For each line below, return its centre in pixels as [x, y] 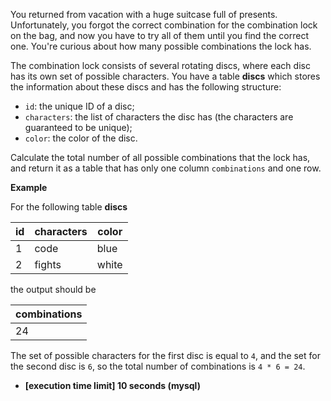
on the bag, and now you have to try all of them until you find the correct [159, 35]
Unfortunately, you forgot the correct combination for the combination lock [164, 25]
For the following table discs [69, 207]
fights [48, 264]
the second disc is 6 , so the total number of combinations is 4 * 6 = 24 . [158, 366]
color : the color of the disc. [81, 138]
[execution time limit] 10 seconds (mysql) [112, 385]
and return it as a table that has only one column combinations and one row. [166, 168]
